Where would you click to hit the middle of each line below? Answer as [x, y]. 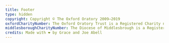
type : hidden [19, 14]
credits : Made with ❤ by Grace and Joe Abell [54, 33]
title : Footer [20, 10]
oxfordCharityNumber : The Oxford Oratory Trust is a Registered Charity [83, 23]
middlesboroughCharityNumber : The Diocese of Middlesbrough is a [75, 28]
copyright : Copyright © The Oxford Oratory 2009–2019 [63, 19]
